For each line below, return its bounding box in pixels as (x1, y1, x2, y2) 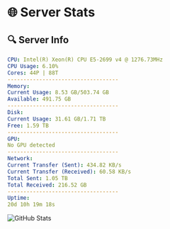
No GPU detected (7, 142, 55, 149)
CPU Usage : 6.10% (7, 62, 59, 69)
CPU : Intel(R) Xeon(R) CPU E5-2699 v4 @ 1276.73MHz (7, 56, 163, 63)
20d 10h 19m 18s (7, 201, 55, 208)
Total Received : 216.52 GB (7, 181, 87, 189)
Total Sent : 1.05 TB (7, 174, 69, 181)
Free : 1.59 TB (7, 122, 50, 129)
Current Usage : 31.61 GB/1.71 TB (7, 115, 106, 123)
